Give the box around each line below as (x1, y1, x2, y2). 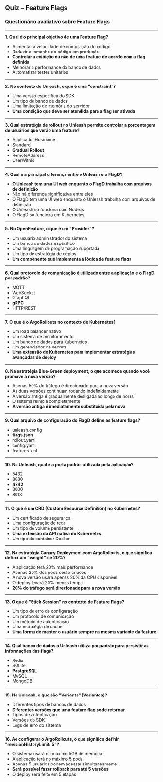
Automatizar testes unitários (12, 69, 69, 75)
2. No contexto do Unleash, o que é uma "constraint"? (5, 83, 116, 89)
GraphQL (12, 295, 31, 300)
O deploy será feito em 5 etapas (12, 771, 77, 777)
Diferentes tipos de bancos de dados (12, 701, 86, 707)
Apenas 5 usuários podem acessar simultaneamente (12, 761, 117, 767)
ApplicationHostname (12, 137, 56, 142)
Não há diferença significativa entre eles (12, 191, 93, 197)
